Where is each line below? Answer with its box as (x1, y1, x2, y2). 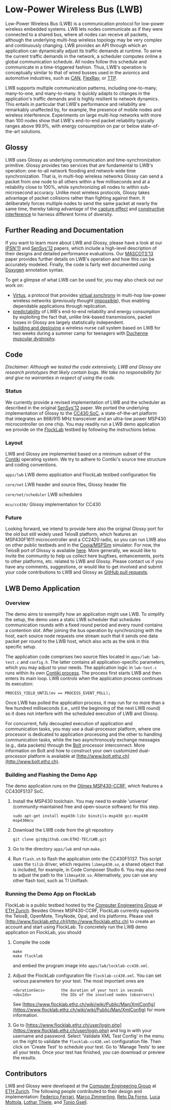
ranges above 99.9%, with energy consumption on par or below (5, 123, 140, 129)
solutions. (21, 128, 42, 134)
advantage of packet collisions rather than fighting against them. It (5, 194, 145, 201)
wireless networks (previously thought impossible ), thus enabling (12, 297, 150, 303)
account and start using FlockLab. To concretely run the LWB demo (5, 924, 148, 930)
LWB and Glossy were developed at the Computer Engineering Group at (5, 1083, 157, 1089)
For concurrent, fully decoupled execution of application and (5, 720, 133, 726)
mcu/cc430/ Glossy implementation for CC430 (5, 501, 101, 507)
